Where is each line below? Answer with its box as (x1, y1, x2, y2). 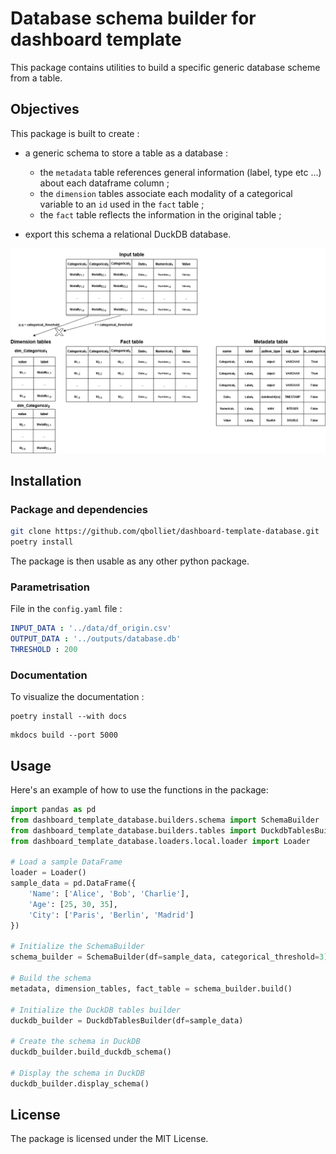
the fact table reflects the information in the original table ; (39, 208, 282, 221)
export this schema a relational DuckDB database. (24, 228, 232, 240)
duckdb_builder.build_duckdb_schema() (10, 1047, 172, 1057)
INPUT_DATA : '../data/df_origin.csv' (10, 623, 172, 634)
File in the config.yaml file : (10, 603, 123, 615)
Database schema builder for (10, 7, 257, 30)
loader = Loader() (10, 868, 87, 878)
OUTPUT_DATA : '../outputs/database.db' (10, 634, 182, 644)
